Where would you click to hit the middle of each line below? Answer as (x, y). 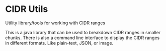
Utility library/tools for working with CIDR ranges (55, 23)
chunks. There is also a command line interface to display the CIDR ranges (82, 38)
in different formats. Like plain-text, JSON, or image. (59, 43)
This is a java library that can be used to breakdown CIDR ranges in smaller (83, 32)
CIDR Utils (27, 9)
